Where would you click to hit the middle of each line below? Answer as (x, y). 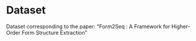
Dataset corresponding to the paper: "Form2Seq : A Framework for (88, 26)
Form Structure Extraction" (55, 32)
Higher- (181, 26)
